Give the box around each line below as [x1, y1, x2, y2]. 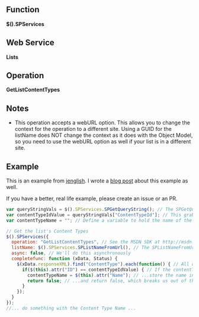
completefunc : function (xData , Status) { [11, 256, 118, 262]
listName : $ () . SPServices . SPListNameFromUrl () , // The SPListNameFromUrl [11, 245, 197, 251]
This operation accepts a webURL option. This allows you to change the [14, 119, 191, 126]
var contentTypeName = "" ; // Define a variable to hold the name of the [6, 217, 192, 223]
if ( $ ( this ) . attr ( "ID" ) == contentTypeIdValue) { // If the [21, 267, 171, 273]
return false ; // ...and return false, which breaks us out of [27, 278, 187, 284]
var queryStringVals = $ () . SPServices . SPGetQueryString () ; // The [6, 207, 174, 213]
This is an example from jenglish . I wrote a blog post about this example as [6, 177, 188, 184]
